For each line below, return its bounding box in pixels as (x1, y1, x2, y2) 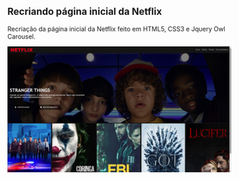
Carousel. (7, 32, 36, 41)
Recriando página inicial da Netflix (7, 6, 162, 18)
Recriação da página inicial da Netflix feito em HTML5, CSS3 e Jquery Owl (7, 24, 225, 33)
